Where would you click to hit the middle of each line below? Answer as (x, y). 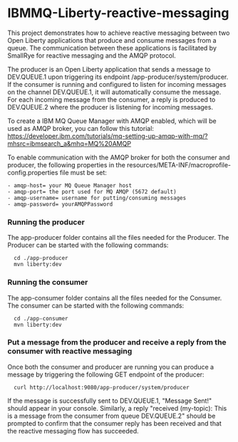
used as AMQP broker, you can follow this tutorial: (81, 128)
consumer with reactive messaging (70, 352)
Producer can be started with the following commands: (88, 245)
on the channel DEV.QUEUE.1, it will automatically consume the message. (114, 92)
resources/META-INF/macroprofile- (179, 164)
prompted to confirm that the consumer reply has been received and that (115, 423)
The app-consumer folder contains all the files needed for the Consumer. (115, 298)
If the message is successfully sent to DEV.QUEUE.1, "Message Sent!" (110, 401)
